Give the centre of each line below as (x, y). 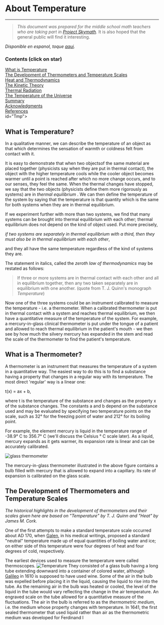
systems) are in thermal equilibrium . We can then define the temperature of (81, 194)
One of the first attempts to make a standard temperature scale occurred (78, 530)
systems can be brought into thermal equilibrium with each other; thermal (79, 220)
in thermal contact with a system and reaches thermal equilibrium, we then (80, 313)
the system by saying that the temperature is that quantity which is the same (82, 200)
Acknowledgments (24, 106)
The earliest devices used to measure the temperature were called (72, 560)
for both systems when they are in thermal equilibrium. (60, 205)
